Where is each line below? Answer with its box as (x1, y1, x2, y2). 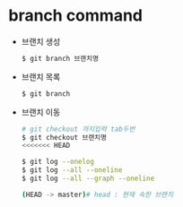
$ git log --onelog (21, 158, 95, 167)
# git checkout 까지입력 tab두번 (21, 125, 135, 134)
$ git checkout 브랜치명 (21, 133, 107, 142)
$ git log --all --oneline (21, 166, 123, 175)
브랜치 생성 (21, 36, 61, 47)
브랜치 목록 (21, 71, 61, 82)
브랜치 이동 (21, 107, 61, 117)
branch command (8, 5, 143, 26)
